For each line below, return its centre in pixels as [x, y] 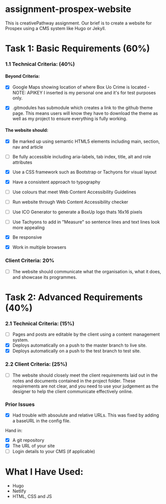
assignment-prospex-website [68, 9]
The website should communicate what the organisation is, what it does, [86, 271]
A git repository [28, 440]
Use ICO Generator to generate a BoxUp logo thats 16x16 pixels [77, 212]
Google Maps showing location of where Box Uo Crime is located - [81, 87]
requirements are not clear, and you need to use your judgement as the [85, 386]
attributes [22, 162]
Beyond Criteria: [22, 76]
